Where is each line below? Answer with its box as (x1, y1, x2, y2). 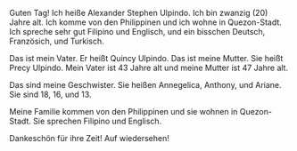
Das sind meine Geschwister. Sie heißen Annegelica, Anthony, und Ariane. (9, 80, 283, 90)
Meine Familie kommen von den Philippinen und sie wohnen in (9, 107, 238, 116)
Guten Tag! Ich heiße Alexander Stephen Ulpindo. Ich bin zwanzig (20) (9, 8, 268, 18)
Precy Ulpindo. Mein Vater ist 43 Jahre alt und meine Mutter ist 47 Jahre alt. (9, 62, 288, 73)
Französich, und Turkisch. (9, 36, 104, 46)
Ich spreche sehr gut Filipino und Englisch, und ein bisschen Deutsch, (9, 27, 266, 36)
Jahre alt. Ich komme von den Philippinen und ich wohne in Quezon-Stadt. (9, 17, 283, 28)
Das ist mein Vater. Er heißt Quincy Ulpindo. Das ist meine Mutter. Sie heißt (9, 53, 284, 63)
